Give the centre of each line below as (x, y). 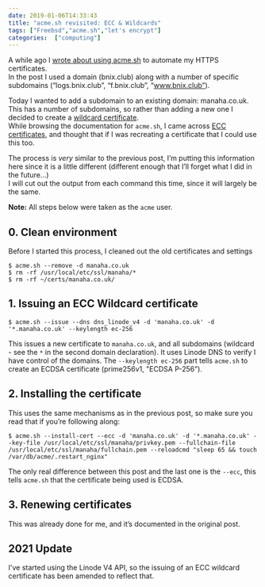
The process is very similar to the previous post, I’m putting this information (132, 158)
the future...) (29, 175)
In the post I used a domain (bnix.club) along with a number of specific (124, 77)
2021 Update (40, 549)
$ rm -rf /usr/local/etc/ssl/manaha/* (72, 273)
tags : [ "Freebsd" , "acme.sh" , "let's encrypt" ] (84, 30)
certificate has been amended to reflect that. (81, 576)
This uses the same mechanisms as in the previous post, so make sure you (131, 413)
